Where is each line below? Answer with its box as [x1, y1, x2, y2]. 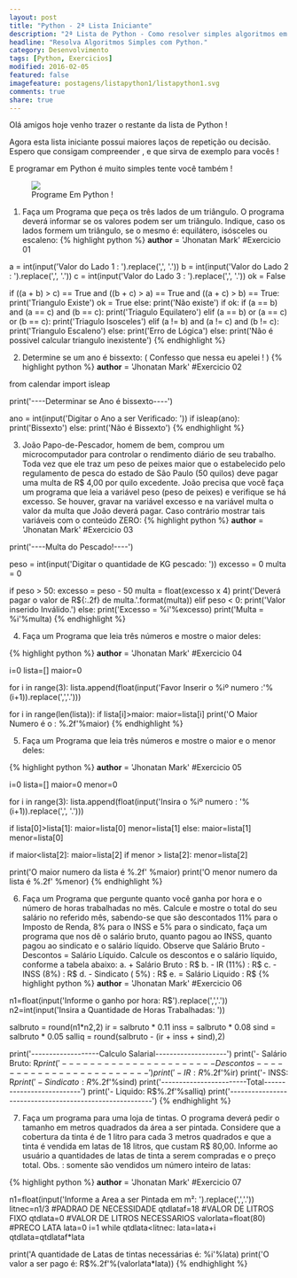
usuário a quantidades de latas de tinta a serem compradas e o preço [21, 1150, 277, 1161]
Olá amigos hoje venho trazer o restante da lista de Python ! [9, 120, 228, 130]
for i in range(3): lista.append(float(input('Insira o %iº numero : [9, 797, 238, 807]
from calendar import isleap [9, 378, 111, 390]
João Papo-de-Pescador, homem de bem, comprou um [21, 440, 225, 450]
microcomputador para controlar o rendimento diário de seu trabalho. [21, 449, 277, 460]
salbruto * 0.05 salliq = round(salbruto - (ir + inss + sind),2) [9, 1032, 226, 1042]
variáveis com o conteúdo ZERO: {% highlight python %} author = [21, 515, 264, 526]
